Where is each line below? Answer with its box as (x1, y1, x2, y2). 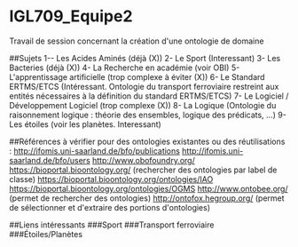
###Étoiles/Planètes (9, 228, 82, 239)
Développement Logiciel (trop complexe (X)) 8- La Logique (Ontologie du (9, 100, 277, 110)
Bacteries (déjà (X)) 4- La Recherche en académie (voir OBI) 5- (9, 62, 240, 73)
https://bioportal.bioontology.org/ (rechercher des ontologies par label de (9, 164, 278, 175)
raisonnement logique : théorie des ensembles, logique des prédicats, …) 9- (9, 109, 286, 120)
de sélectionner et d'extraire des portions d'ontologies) (9, 202, 211, 212)
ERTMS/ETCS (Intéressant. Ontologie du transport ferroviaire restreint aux (9, 81, 279, 92)
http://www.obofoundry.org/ (91, 155, 195, 165)
